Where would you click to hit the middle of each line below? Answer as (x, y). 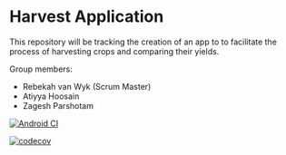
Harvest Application (87, 17)
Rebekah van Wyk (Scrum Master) (87, 86)
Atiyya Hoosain (51, 96)
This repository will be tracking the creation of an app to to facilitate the (143, 42)
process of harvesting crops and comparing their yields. (114, 51)
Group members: (41, 69)
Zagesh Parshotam (58, 105)
